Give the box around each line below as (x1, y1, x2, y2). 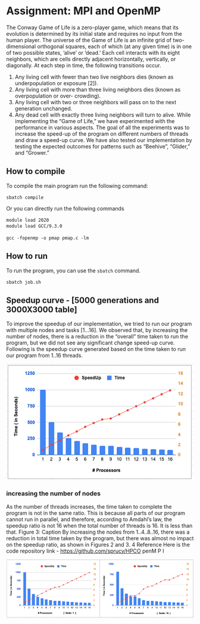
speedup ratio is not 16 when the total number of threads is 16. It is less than (6, 522, 193, 529)
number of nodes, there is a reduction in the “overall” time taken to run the (6, 333, 189, 340)
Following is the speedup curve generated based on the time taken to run (6, 346, 186, 353)
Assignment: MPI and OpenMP (6, 4, 161, 18)
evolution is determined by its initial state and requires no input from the (6, 30, 183, 37)
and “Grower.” (14, 149, 49, 156)
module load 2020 (6, 217, 49, 223)
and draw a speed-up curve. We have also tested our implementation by (14, 136, 192, 143)
